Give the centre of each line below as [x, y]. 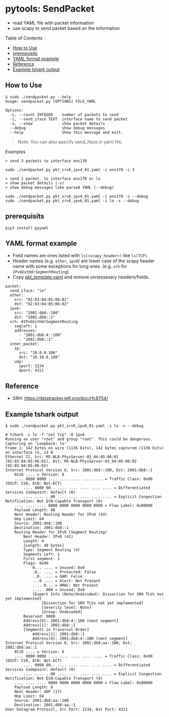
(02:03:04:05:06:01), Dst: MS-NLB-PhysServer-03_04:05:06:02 [71, 461]
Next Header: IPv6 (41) [48, 537]
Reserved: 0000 [39, 616]
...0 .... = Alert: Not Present [66, 581]
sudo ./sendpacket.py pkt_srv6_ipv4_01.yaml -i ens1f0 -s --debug [77, 196]
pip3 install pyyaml [27, 228]
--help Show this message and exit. [67, 132]
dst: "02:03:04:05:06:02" [42, 304]
